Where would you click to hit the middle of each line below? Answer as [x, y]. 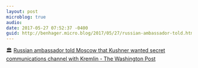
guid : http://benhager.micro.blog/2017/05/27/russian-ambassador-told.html [101, 33]
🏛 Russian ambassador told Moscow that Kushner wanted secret [86, 50]
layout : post [22, 11]
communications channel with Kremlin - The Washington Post [81, 59]
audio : [14, 22]
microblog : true [26, 17]
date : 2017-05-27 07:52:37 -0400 [47, 28]
